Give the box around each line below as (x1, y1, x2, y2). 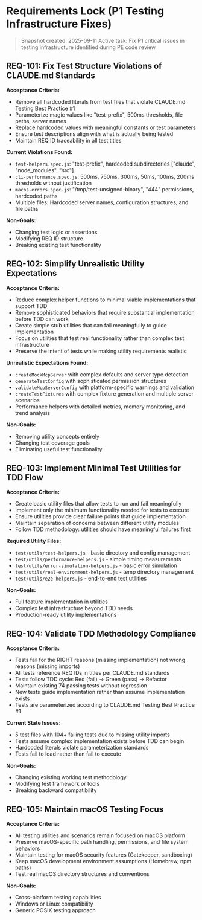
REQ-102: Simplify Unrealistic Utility (6, 259, 145, 269)
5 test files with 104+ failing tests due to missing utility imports (14, 731, 170, 738)
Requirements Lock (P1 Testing (6, 4, 165, 18)
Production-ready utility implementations (14, 611, 117, 619)
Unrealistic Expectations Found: (6, 359, 89, 366)
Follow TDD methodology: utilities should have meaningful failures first (14, 526, 191, 533)
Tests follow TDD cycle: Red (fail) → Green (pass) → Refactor (14, 675, 167, 683)
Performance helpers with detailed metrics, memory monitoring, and (14, 403, 185, 410)
